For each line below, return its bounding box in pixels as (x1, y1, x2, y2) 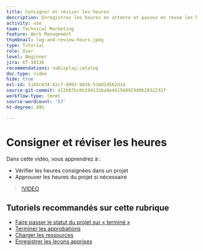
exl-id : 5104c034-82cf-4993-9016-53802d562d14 (6, 82, 126, 88)
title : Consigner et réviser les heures (6, 8, 110, 15)
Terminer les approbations (14, 225, 81, 232)
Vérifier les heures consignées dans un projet (14, 167, 129, 174)
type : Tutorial (6, 43, 45, 49)
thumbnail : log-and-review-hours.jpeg (6, 37, 104, 43)
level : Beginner (6, 54, 47, 60)
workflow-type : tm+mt (6, 93, 61, 99)
